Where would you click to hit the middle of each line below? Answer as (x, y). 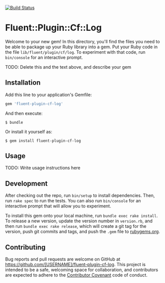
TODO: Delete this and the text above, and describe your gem (68, 67)
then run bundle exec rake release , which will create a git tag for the (76, 226)
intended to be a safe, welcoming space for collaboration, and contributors (82, 270)
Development (27, 183)
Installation (23, 83)
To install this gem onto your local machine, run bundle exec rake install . (82, 216)
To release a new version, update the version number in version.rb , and (79, 221)
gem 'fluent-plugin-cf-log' (34, 104)
